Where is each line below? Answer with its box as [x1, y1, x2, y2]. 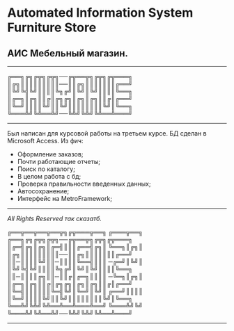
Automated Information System [7, 5, 194, 21]
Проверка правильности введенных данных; [17, 179, 151, 188]
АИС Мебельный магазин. [7, 47, 129, 59]
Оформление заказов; [17, 150, 84, 158]
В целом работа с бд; [17, 172, 81, 180]
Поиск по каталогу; [17, 165, 75, 173]
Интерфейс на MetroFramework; [17, 195, 113, 202]
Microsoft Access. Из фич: [7, 137, 84, 145]
